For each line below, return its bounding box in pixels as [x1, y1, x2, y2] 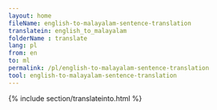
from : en [8, 49, 38, 57]
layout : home [8, 11, 52, 20]
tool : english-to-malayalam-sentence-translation [8, 71, 178, 79]
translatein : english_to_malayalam [8, 26, 127, 35]
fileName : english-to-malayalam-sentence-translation [8, 19, 192, 27]
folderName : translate [8, 34, 88, 43]
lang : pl [8, 42, 38, 50]
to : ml [8, 57, 30, 65]
